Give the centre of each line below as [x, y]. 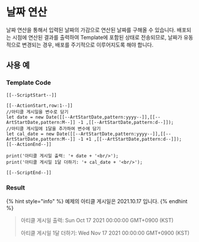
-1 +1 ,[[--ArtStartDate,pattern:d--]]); [130, 139]
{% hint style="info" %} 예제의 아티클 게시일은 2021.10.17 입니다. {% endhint [97, 201]
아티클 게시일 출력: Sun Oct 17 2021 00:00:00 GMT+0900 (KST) [97, 220]
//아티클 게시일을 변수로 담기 [37, 112]
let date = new [25, 117]
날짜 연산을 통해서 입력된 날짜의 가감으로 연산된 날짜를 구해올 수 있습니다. [91, 30]
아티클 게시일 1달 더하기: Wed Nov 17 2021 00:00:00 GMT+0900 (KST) [105, 232]
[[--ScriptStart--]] [32, 95]
